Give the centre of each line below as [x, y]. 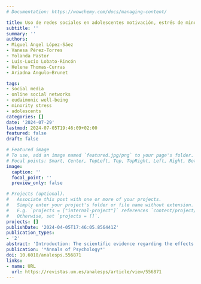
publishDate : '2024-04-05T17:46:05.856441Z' [63, 227]
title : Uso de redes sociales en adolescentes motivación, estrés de [95, 22]
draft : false [22, 139]
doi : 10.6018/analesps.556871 [44, 255]
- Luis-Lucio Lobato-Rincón [41, 61]
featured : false [26, 133]
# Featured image [28, 150]
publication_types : [31, 233]
